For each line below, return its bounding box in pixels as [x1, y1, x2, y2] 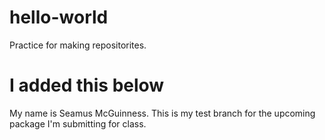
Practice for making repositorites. [9, 39, 147, 51]
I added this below [9, 74, 165, 97]
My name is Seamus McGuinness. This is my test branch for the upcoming [9, 107, 316, 119]
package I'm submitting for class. [9, 117, 147, 130]
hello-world [9, 6, 109, 29]
